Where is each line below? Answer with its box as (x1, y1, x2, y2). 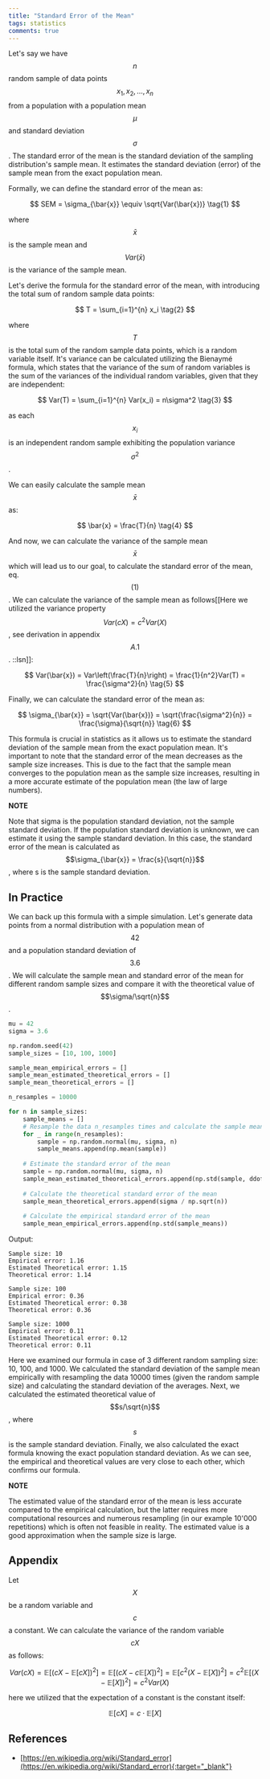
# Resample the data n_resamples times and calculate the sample (22, 1123, 247, 1131)
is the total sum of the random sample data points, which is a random (8, 346, 237, 355)
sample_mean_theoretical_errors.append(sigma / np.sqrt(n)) (22, 1197, 228, 1205)
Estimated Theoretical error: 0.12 (8, 1335, 128, 1343)
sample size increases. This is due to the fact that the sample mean (8, 760, 231, 770)
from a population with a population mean (8, 101, 147, 111)
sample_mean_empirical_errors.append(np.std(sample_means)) (22, 1220, 228, 1228)
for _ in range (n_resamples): (22, 1130, 125, 1138)
